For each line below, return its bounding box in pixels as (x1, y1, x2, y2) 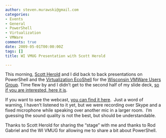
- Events (5, 16, 23, 21)
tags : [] (5, 49, 23, 54)
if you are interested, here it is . (5, 87, 68, 93)
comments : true (5, 40, 37, 45)
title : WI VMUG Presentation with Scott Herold (5, 53, 106, 59)
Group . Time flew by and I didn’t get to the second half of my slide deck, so (5, 82, 160, 88)
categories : (5, 12, 30, 17)
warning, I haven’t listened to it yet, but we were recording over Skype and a (5, 102, 162, 108)
